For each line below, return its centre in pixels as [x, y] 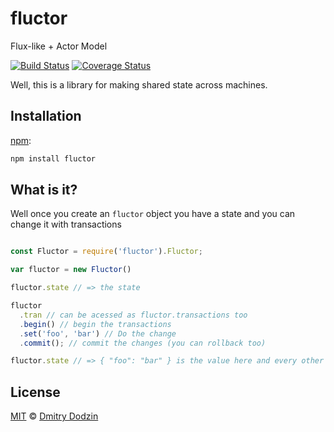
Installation [46, 116]
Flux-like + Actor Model [59, 46]
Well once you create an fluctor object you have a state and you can [153, 214]
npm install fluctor [53, 158]
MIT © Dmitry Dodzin [54, 416]
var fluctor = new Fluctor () [71, 270]
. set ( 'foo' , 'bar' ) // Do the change [98, 333]
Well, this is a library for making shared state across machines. [139, 84]
